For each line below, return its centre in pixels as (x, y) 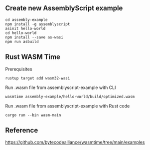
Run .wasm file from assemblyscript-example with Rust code (68, 106)
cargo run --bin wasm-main (33, 115)
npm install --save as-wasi (34, 37)
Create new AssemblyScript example (64, 8)
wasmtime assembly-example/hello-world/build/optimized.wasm (70, 96)
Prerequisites (19, 69)
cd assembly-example (27, 19)
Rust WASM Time (33, 57)
